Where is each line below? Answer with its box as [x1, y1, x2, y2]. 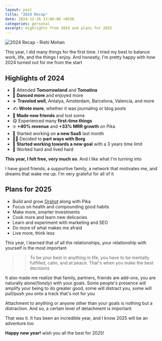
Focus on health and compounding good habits [12, 204, 109, 209]
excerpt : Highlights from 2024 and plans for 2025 [5, 26, 112, 31]
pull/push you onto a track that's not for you [5, 290, 95, 296]
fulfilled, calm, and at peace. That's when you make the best [29, 260, 154, 266]
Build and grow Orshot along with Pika [12, 198, 91, 204]
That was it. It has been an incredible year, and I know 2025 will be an [5, 315, 148, 321]
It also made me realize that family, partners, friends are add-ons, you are [5, 274, 156, 280]
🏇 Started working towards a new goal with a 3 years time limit [12, 141, 143, 147]
